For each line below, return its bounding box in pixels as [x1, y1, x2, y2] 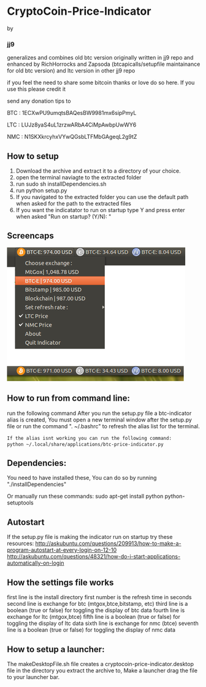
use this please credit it [7, 85, 66, 93]
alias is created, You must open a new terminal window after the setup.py [7, 416, 193, 423]
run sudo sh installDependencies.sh [15, 180, 107, 188]
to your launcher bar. [7, 673, 60, 680]
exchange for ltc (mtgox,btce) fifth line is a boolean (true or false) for [7, 613, 180, 621]
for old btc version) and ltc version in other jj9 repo [7, 67, 135, 74]
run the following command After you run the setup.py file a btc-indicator [7, 409, 192, 417]
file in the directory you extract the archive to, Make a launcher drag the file [7, 667, 198, 674]
